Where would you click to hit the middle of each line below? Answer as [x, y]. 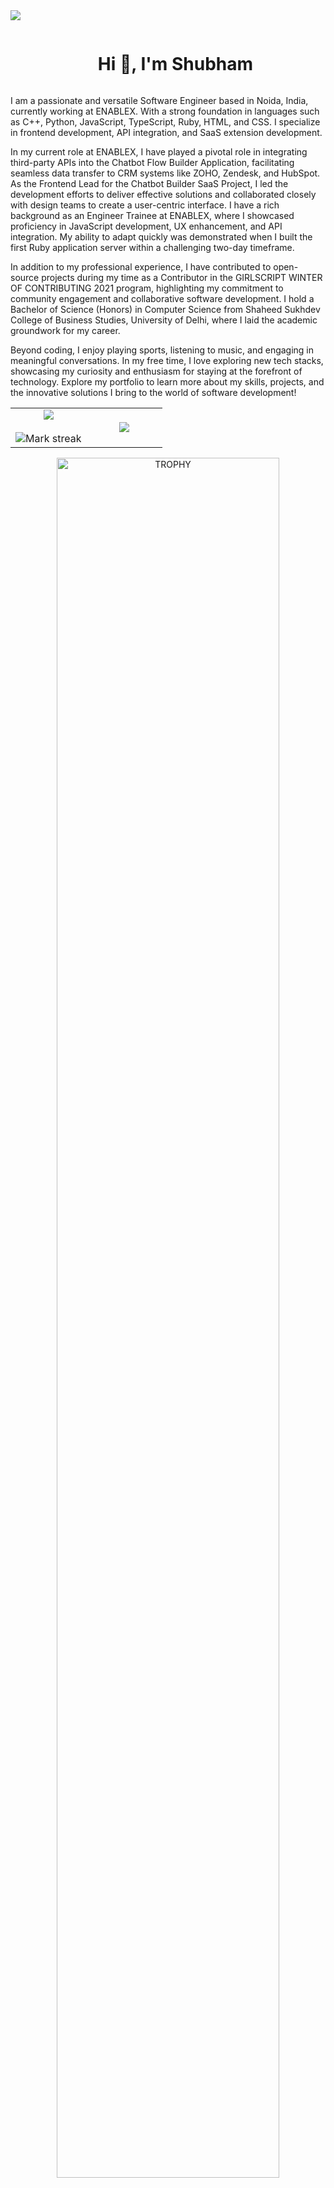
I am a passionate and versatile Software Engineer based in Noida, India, [159, 100]
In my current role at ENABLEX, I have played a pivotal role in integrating [159, 151]
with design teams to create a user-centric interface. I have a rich [145, 205]
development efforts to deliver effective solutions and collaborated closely [163, 194]
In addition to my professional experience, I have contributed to [141, 266]
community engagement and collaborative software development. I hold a [162, 298]
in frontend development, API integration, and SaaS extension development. [166, 132]
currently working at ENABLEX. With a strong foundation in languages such [165, 111]
